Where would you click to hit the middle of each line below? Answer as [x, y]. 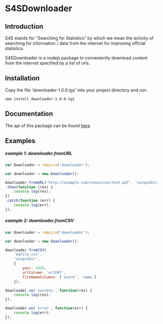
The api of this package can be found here [48, 126]
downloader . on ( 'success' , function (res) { [49, 290]
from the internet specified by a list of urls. [48, 63]
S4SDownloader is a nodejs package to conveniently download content [76, 58]
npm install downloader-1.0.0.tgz [40, 99]
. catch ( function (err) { [30, 201]
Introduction [24, 27]
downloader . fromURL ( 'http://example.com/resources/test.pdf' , [69, 182]
